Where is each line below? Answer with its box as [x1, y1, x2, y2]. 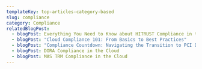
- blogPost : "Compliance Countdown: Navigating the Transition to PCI [11, 43, 192, 49]
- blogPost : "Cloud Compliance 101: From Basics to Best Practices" [11, 37, 187, 43]
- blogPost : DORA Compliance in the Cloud [11, 48, 120, 54]
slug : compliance [6, 14, 50, 20]
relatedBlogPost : [6, 25, 50, 32]
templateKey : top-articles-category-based [6, 8, 114, 15]
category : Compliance [6, 20, 61, 26]
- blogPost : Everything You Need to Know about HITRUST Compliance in [11, 31, 192, 37]
